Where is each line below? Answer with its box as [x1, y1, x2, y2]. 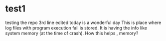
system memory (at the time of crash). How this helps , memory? [5, 30, 139, 36]
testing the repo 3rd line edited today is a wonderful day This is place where [5, 19, 162, 25]
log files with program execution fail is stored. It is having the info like [5, 24, 147, 30]
